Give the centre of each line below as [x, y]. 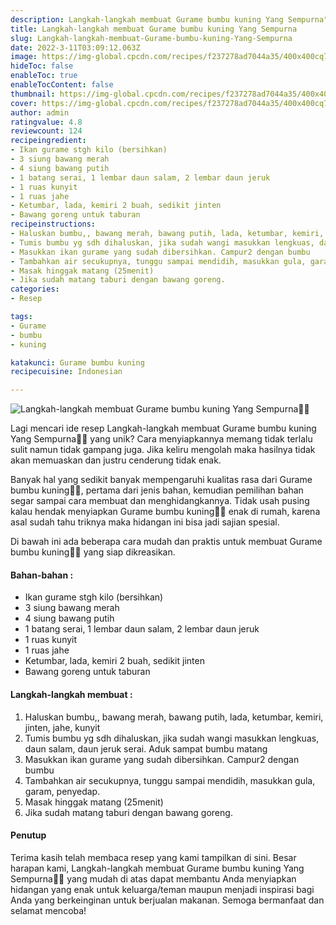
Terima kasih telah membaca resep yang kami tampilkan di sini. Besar [153, 857]
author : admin [40, 112]
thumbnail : [33, 94]
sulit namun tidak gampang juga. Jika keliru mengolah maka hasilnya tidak [163, 450]
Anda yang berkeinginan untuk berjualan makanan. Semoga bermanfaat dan [167, 900]
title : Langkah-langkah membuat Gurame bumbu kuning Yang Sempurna [154, 29]
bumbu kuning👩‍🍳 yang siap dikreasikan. [93, 552]
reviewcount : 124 [46, 131]
